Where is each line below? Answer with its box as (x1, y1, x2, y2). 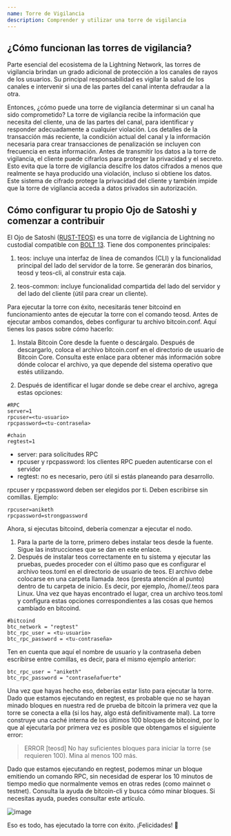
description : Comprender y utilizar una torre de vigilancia (7, 17, 187, 24)
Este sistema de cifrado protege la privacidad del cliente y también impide (7, 177, 218, 185)
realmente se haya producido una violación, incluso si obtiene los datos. (7, 169, 212, 178)
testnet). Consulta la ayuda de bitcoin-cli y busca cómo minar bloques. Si (7, 787, 215, 795)
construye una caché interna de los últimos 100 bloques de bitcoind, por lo (7, 716, 219, 725)
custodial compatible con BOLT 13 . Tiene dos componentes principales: (7, 241, 211, 249)
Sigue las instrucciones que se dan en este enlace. (17, 546, 162, 554)
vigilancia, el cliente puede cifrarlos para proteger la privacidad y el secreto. (7, 155, 223, 163)
